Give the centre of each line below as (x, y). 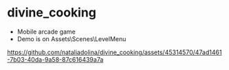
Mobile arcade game (46, 32)
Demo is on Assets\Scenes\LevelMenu (72, 38)
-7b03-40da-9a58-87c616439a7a (55, 59)
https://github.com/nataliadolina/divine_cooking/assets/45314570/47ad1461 (115, 52)
